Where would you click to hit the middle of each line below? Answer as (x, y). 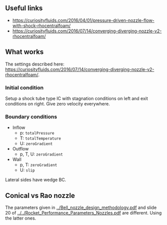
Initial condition (24, 87)
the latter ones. (21, 218)
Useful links (24, 8)
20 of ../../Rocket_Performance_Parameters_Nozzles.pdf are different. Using (83, 213)
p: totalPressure (37, 133)
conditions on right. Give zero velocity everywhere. (58, 103)
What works (24, 52)
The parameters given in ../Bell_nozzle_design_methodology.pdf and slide (81, 207)
